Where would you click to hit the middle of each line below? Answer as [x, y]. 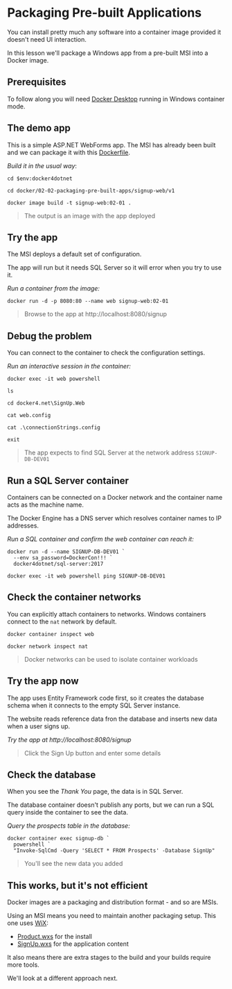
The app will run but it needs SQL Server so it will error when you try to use [114, 268]
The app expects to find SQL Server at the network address [109, 452]
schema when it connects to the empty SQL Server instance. [94, 705]
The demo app [39, 128]
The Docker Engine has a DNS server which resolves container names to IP [114, 518]
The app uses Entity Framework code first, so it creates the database [106, 698]
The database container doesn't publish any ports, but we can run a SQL [111, 805]
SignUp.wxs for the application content [73, 944]
